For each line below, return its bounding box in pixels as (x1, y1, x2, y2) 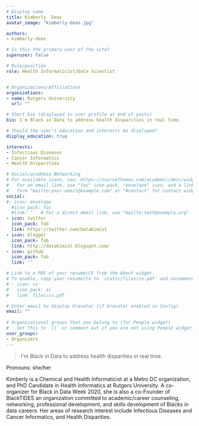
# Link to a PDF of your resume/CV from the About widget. (6, 271, 155, 276)
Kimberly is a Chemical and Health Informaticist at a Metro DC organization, (6, 375, 191, 383)
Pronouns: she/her (6, 364, 52, 371)
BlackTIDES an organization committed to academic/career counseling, (6, 394, 180, 401)
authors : (6, 30, 28, 36)
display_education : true (6, 133, 68, 139)
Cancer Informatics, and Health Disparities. (6, 413, 111, 420)
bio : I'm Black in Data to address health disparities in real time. (6, 117, 182, 123)
